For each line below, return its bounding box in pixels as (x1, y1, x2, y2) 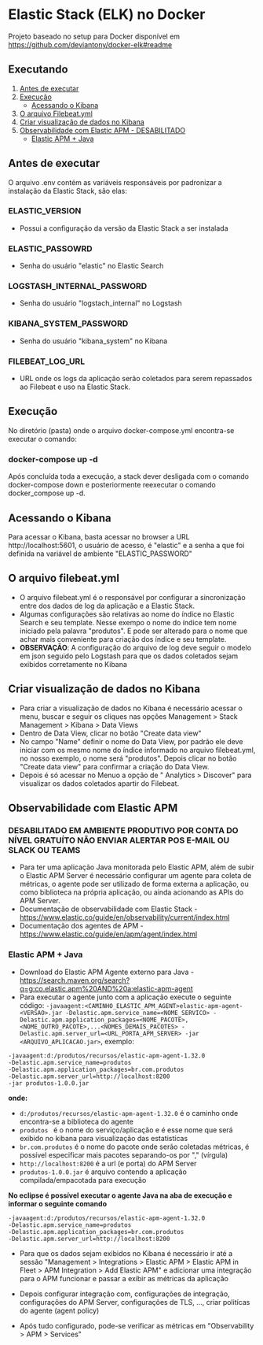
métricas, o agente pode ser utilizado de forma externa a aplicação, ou (19, 880, 250, 889)
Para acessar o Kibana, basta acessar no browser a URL (8, 532, 190, 541)
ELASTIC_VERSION (8, 206, 82, 217)
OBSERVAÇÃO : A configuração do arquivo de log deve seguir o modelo (19, 643, 252, 652)
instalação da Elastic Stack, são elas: (8, 186, 128, 195)
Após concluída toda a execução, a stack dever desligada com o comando (8, 472, 250, 481)
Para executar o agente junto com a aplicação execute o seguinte (19, 992, 232, 1002)
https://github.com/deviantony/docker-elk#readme (8, 39, 173, 49)
